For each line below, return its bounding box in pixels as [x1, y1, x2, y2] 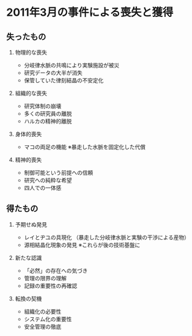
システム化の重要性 [24, 315, 72, 323]
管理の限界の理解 [24, 274, 67, 282]
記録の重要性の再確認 [24, 282, 77, 289]
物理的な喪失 [14, 49, 47, 56]
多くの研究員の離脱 [24, 110, 72, 117]
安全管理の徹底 [24, 323, 62, 330]
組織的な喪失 [14, 90, 47, 97]
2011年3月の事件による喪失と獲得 [6, 5, 173, 19]
